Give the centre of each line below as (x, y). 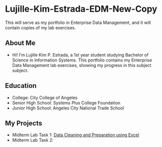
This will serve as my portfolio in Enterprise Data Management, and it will (78, 22)
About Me (20, 43)
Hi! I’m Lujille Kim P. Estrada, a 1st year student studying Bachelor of (80, 55)
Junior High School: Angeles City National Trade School (68, 108)
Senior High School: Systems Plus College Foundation (66, 103)
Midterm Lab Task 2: (33, 140)
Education (21, 86)
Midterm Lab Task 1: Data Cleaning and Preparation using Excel (76, 135)
